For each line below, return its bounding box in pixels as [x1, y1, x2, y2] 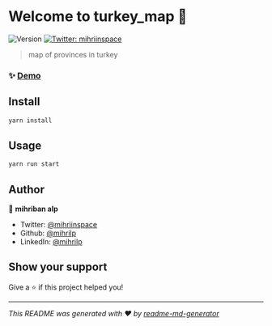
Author [8, 182, 45, 197]
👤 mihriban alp [8, 204, 58, 214]
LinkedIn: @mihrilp [19, 237, 83, 247]
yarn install [8, 116, 53, 125]
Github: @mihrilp [19, 228, 77, 238]
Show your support [8, 260, 108, 274]
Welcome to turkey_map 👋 [8, 7, 188, 26]
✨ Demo [8, 70, 41, 81]
